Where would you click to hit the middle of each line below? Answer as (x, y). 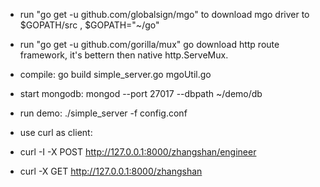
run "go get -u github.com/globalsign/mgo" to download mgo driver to (164, 14)
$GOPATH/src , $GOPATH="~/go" (89, 25)
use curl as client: (56, 132)
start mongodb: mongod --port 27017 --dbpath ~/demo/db (141, 93)
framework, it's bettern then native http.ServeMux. (124, 55)
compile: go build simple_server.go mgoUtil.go (115, 74)
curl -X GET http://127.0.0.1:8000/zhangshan (111, 171)
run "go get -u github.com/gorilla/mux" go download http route (149, 44)
